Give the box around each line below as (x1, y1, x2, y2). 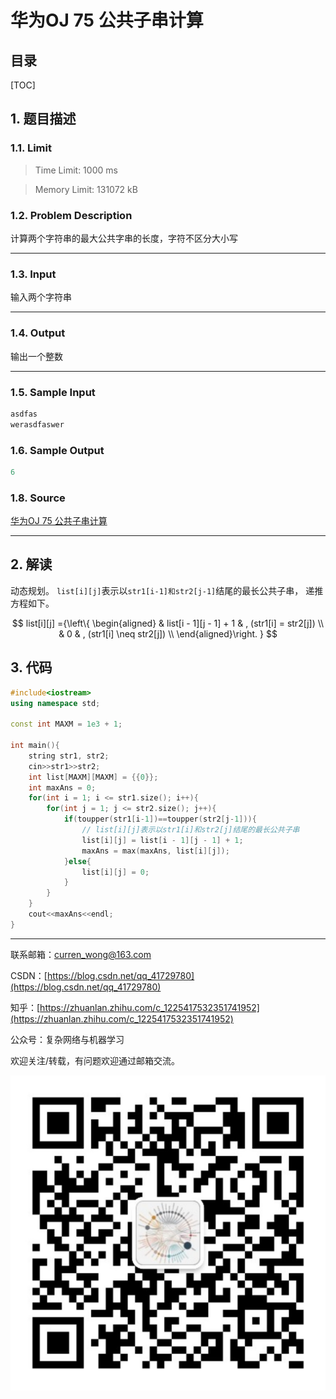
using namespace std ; (10, 698, 101, 708)
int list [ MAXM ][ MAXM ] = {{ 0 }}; (28, 772, 159, 782)
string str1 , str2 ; (28, 751, 110, 761)
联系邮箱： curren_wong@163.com (10, 948, 152, 960)
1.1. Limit (10, 141, 52, 155)
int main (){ (10, 741, 60, 751)
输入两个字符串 (10, 291, 72, 303)
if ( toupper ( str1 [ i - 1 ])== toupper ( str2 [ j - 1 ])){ (63, 814, 257, 825)
